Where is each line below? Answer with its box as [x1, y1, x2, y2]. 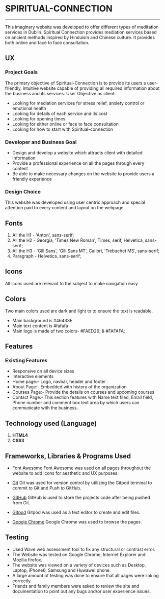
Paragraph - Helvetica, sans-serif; [12, 253, 82, 259]
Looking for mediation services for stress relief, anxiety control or [12, 100, 145, 106]
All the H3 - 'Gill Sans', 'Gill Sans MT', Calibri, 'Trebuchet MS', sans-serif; [12, 248, 160, 254]
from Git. [12, 499, 30, 506]
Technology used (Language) [5, 419, 97, 427]
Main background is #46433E [12, 317, 73, 323]
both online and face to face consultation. [5, 39, 89, 45]
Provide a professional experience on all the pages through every [12, 160, 145, 166]
